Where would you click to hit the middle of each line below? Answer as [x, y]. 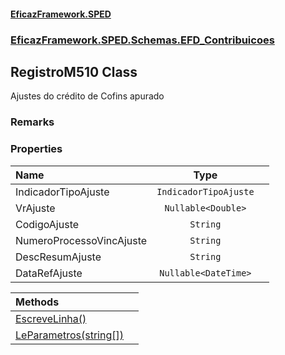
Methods [37, 302]
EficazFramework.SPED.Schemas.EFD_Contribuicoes [142, 40]
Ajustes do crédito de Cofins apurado [87, 96]
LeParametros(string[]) [69, 335]
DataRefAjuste [49, 273]
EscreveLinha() [51, 318]
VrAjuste [35, 208]
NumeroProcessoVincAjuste [81, 240]
